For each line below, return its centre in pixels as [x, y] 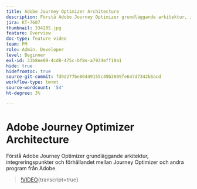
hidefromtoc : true [28, 71]
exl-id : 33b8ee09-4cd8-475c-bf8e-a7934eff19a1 [64, 60]
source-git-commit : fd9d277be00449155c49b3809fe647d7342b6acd [84, 77]
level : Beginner [26, 55]
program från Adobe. [31, 168]
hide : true [19, 66]
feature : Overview [28, 33]
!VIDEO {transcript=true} [50, 180]
